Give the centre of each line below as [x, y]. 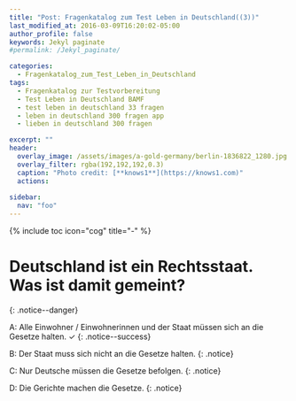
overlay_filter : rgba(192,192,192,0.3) [91, 165]
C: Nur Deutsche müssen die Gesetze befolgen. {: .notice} [115, 370]
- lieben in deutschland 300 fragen [85, 124]
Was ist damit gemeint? [97, 285]
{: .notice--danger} [44, 310]
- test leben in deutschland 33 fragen [91, 107]
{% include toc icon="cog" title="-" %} [80, 231]
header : [23, 148]
